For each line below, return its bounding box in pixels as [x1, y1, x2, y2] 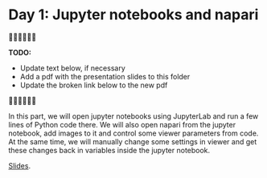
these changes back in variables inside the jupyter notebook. [8, 145, 211, 155]
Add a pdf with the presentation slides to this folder [19, 71, 191, 81]
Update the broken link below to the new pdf [19, 80, 168, 90]
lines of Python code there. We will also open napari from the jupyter [8, 119, 236, 129]
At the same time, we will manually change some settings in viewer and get [8, 136, 257, 146]
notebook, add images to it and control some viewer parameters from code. [8, 128, 259, 138]
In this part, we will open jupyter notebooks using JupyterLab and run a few [8, 111, 259, 121]
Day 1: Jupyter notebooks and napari [8, 6, 259, 24]
